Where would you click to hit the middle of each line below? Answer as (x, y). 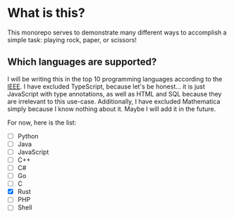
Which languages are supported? (82, 62)
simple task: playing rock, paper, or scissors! (72, 39)
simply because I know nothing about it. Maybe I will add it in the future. (112, 109)
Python (28, 136)
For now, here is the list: (42, 122)
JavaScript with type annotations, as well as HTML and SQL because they (115, 94)
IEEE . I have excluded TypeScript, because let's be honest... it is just (106, 86)
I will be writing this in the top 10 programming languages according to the (115, 79)
